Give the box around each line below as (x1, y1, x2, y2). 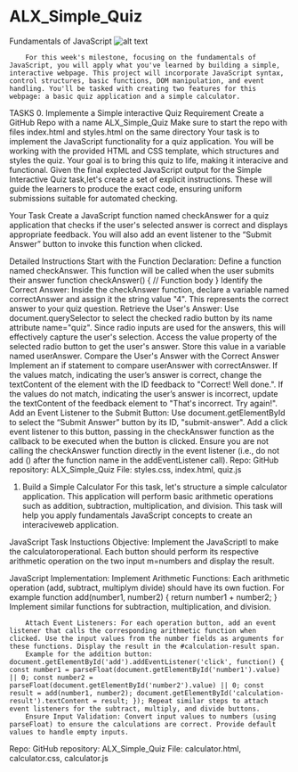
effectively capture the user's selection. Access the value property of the (9, 332, 278, 342)
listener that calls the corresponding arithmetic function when (9, 626, 256, 635)
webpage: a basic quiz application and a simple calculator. (9, 92, 241, 101)
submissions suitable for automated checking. (9, 193, 178, 203)
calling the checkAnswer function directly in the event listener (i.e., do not (9, 445, 280, 456)
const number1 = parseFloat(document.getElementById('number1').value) (9, 665, 280, 674)
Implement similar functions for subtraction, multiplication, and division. (9, 601, 271, 612)
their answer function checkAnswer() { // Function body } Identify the (9, 275, 263, 285)
